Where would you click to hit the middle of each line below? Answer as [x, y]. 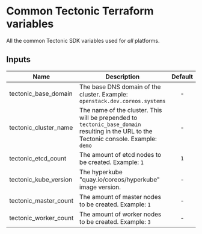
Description [122, 77]
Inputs [19, 59]
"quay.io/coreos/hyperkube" [120, 179]
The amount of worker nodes [120, 214]
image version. [100, 187]
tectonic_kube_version [41, 179]
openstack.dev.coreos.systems [122, 101]
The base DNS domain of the [120, 87]
